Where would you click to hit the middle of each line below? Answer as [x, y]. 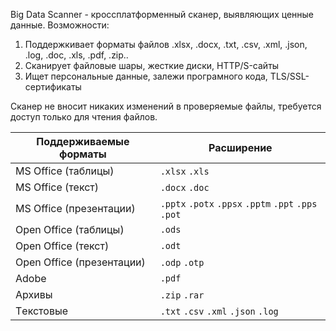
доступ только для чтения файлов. [84, 117]
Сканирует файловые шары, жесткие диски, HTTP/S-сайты [152, 65]
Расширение [240, 147]
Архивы [34, 294]
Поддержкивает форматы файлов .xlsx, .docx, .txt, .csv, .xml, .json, [166, 44]
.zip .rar [182, 295]
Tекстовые [42, 311]
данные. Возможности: [60, 25]
